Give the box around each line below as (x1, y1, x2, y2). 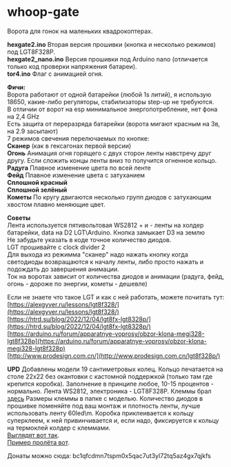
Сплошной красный (7, 178, 68, 186)
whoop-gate (7, 4, 79, 20)
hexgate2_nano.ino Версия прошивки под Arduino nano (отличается (7, 54, 208, 63)
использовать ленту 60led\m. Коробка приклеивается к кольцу (7, 408, 194, 417)
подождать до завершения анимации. (7, 265, 119, 273)
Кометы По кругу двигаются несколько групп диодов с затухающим (7, 192, 212, 201)
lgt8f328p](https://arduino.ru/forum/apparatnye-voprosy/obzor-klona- (7, 337, 207, 345)
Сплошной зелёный (7, 186, 68, 194)
